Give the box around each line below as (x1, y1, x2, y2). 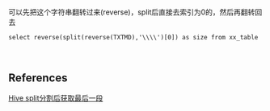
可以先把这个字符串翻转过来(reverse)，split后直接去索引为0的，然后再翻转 (8, 7, 255, 17)
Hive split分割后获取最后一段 (8, 93, 103, 103)
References (8, 71, 68, 84)
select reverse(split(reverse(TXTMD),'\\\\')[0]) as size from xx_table (8, 34, 259, 42)
